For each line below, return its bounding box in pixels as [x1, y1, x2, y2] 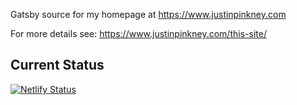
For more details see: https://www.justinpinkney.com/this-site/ [10, 28, 267, 39]
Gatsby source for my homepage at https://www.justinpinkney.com [10, 9, 287, 20]
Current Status [10, 57, 105, 74]
